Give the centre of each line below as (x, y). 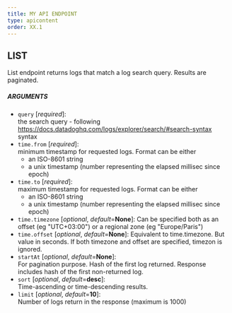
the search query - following (59, 122)
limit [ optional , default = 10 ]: (59, 295)
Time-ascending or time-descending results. (83, 287)
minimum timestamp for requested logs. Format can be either (107, 152)
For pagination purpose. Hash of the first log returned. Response (112, 264)
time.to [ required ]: (45, 182)
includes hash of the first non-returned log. (80, 272)
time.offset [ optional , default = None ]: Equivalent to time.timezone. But (121, 235)
